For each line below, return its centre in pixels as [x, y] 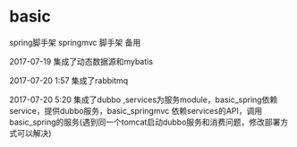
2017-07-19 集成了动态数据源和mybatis [81, 61]
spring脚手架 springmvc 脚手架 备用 [75, 42]
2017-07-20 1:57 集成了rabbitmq [69, 80]
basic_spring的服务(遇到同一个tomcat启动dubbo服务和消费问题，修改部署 [145, 122]
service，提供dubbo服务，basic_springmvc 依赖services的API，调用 [136, 110]
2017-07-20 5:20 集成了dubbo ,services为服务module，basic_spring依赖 [144, 99]
